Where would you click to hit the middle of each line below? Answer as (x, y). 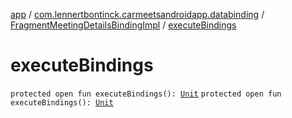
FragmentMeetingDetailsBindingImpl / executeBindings (123, 25)
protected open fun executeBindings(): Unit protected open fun (146, 94)
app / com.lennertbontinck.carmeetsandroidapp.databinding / (137, 14)
